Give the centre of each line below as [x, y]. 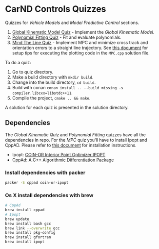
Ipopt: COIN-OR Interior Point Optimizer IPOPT [59, 154]
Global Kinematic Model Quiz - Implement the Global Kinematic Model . [83, 32]
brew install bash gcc [28, 224]
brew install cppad [25, 210]
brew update [17, 219]
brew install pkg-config [30, 233]
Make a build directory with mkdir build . [53, 77]
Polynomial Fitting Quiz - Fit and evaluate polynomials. [67, 37]
